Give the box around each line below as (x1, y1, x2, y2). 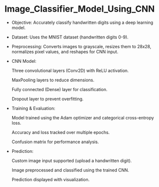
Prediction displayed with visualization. (11, 176, 90, 182)
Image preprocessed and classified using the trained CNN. (11, 167, 129, 173)
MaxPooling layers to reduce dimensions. (11, 77, 95, 83)
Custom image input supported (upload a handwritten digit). (11, 157, 132, 164)
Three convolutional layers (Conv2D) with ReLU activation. (11, 67, 129, 74)
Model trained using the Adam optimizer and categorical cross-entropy (11, 114, 154, 120)
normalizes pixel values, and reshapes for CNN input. (11, 49, 119, 55)
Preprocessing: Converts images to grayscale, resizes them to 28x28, (11, 43, 152, 49)
